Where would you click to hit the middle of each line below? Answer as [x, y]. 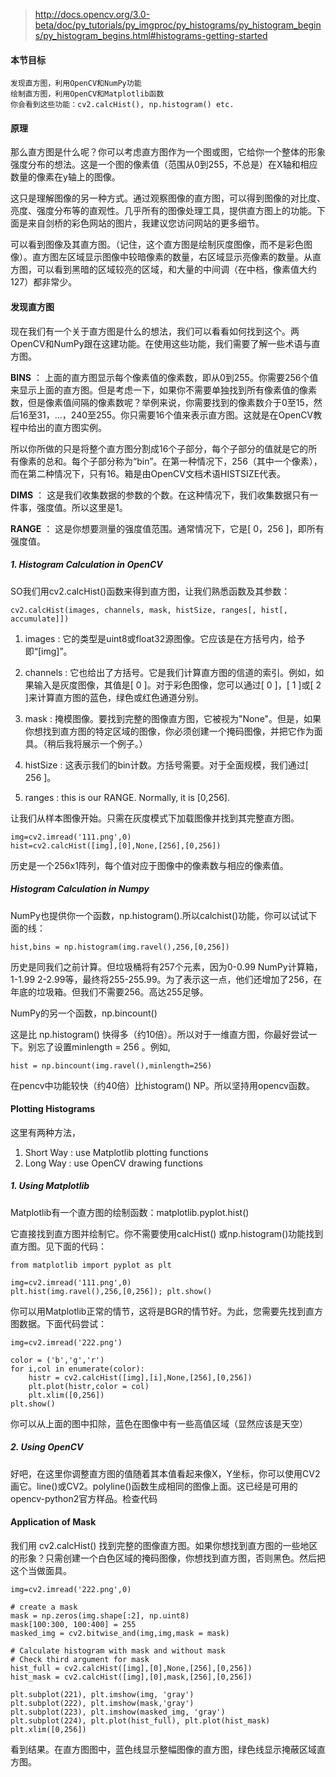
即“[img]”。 [48, 651]
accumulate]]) [40, 619]
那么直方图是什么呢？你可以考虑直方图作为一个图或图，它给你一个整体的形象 [168, 152]
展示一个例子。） [114, 743]
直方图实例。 [80, 427]
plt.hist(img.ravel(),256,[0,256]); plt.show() [111, 1291]
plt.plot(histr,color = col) [89, 1386]
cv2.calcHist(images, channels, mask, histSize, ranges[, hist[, [149, 610]
